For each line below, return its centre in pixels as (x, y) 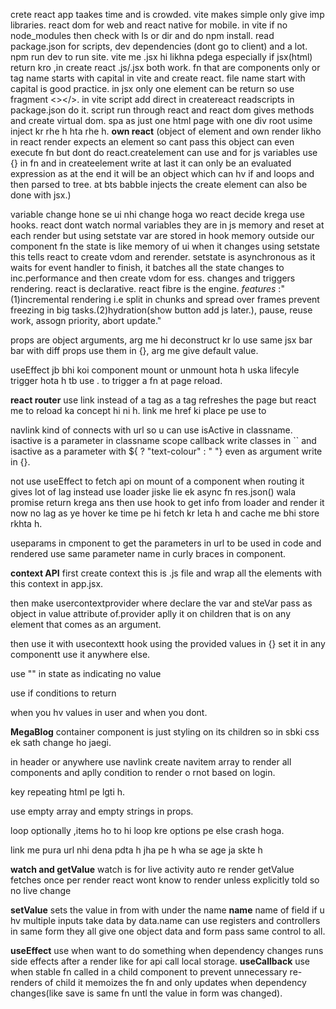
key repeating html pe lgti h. (68, 792)
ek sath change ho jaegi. (61, 742)
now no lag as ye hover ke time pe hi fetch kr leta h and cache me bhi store (165, 513)
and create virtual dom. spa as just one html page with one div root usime (161, 120)
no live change (41, 890)
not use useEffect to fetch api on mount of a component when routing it (157, 481)
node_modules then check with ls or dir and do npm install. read (142, 35)
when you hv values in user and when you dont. (109, 712)
